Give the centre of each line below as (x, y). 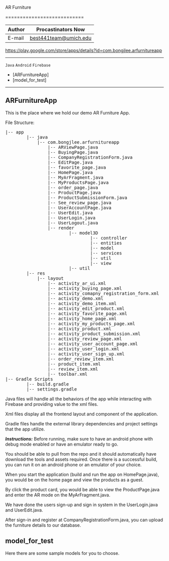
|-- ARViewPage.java (73, 147)
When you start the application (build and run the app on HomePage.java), (82, 474)
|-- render (61, 228)
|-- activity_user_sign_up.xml (86, 354)
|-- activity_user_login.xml (83, 349)
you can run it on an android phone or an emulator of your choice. (73, 464)
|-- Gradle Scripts (29, 379)
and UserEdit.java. (24, 510)
